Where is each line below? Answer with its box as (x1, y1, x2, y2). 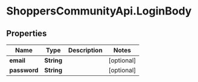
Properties (6, 28, 47, 39)
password (9, 66, 39, 74)
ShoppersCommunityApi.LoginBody (6, 4, 192, 18)
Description (68, 46, 103, 54)
